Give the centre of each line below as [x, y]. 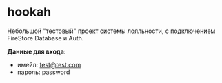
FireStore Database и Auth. [46, 38]
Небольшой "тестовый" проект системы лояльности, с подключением [111, 31]
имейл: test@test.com [49, 64]
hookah [29, 12]
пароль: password [43, 72]
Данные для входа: [37, 51]
